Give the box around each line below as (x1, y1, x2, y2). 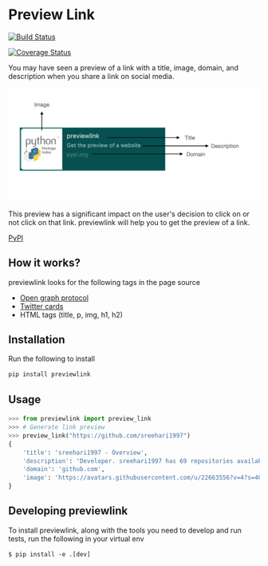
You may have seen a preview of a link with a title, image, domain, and (8, 62, 239, 73)
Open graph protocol (19, 293, 89, 303)
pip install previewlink (8, 370, 91, 378)
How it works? (8, 256, 81, 270)
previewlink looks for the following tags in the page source (8, 277, 201, 287)
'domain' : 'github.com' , (22, 465, 105, 473)
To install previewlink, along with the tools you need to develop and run (8, 525, 242, 535)
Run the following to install (8, 354, 96, 364)
